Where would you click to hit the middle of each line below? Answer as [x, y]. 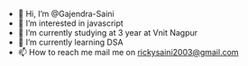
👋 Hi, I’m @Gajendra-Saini [66, 14]
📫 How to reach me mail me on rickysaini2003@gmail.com [128, 52]
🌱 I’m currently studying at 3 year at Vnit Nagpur [108, 33]
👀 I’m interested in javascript [70, 23]
